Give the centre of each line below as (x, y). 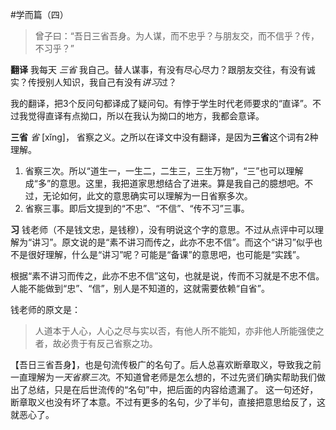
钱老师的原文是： (45, 309)
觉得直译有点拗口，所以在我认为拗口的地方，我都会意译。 (146, 116)
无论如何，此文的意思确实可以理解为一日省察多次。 (147, 196)
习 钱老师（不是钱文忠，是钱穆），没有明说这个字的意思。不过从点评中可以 (162, 229)
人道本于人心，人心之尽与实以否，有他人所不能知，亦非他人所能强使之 (179, 331)
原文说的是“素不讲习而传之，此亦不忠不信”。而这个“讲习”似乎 (187, 242)
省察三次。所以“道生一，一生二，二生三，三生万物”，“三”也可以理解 (164, 171)
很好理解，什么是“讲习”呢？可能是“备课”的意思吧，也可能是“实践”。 (166, 254)
